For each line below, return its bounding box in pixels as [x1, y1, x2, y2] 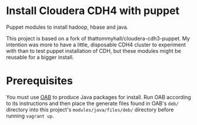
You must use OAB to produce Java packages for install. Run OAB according [6, 93, 191, 100]
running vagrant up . [6, 112, 54, 119]
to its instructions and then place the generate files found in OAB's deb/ [6, 100, 179, 107]
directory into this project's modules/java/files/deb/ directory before [6, 106, 174, 113]
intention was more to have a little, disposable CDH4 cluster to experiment [6, 41, 186, 48]
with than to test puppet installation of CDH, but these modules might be [6, 47, 181, 54]
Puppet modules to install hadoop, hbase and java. [6, 23, 129, 31]
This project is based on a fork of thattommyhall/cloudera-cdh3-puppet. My [6, 35, 190, 42]
